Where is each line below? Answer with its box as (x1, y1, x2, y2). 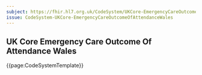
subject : (6, 8, 28, 15)
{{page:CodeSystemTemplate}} (6, 62, 84, 69)
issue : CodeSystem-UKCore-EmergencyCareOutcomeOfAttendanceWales (6, 14, 173, 20)
